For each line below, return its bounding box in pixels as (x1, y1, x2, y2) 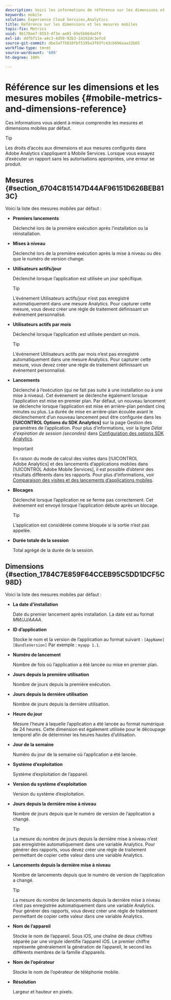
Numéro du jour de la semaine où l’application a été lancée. (12, 751, 137, 757)
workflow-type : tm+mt (5, 45, 51, 50)
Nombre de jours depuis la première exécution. (12, 681, 111, 687)
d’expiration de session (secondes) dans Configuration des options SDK (12, 430, 164, 436)
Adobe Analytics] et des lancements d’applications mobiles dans (12, 461, 149, 467)
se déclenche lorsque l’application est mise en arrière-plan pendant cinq (12, 403, 165, 409)
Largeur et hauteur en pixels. (12, 988, 73, 994)
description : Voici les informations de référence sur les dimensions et (5, 7, 165, 13)
